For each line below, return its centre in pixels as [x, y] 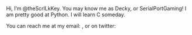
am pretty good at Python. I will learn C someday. [66, 15]
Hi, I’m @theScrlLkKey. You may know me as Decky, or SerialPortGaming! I [96, 8]
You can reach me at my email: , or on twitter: [61, 26]
